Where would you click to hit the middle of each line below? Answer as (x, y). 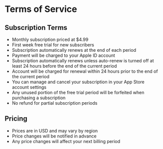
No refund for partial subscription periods (55, 103)
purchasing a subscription (39, 98)
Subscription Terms (36, 28)
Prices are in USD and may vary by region (55, 131)
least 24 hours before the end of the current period (64, 66)
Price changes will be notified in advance (54, 136)
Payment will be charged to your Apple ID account (63, 55)
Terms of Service (41, 9)
